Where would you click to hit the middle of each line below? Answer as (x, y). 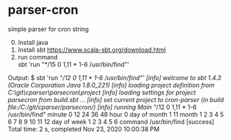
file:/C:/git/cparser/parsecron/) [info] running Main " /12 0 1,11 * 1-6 (102, 107)
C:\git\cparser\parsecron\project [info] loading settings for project (102, 92)
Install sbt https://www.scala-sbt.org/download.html (92, 50)
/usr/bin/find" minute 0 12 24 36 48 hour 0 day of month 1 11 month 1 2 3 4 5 (116, 114)
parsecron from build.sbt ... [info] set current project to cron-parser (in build (116, 99)
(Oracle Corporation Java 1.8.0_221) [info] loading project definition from (111, 85)
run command (38, 57)
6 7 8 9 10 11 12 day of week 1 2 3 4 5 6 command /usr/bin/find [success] (111, 121)
